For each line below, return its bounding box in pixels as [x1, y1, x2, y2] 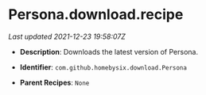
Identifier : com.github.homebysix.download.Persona [19, 62, 187, 72]
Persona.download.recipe [8, 6, 184, 24]
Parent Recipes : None [19, 78, 90, 87]
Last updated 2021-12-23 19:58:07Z [8, 32, 126, 41]
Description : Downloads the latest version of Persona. [19, 47, 199, 56]
